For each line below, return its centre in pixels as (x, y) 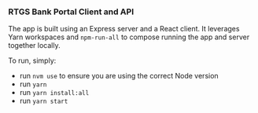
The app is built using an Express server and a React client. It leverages (124, 29)
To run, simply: (32, 60)
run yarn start (44, 101)
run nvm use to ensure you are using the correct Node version (119, 76)
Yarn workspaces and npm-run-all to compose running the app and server (129, 37)
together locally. (34, 46)
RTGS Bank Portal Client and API (71, 12)
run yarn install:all (54, 93)
